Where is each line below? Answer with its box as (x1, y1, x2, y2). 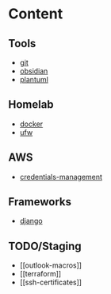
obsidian (19, 66, 48, 76)
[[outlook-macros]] (19, 260, 82, 270)
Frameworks (8, 195, 72, 209)
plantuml (19, 75, 49, 84)
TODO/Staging (8, 239, 82, 252)
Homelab (8, 97, 54, 112)
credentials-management (19, 172, 103, 181)
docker (19, 119, 44, 129)
